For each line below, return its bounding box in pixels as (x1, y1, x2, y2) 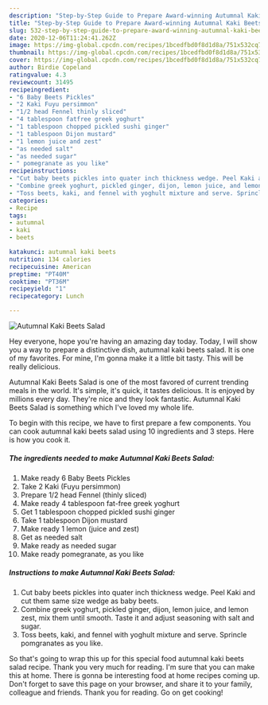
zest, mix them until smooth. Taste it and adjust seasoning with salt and (20, 613, 254, 622)
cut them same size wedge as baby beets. (20, 596, 160, 606)
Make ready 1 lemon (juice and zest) (20, 524, 140, 533)
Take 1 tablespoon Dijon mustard (20, 515, 128, 525)
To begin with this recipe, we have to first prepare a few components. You (9, 419, 251, 427)
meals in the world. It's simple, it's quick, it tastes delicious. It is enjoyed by (9, 386, 255, 395)
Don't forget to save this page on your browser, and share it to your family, (9, 679, 253, 688)
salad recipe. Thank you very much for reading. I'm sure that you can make (9, 662, 255, 672)
